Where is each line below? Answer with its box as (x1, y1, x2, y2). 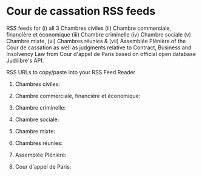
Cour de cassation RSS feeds (6, 4, 156, 18)
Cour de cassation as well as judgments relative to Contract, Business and (6, 44, 192, 51)
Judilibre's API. (6, 57, 44, 64)
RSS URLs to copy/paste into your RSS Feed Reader (6, 68, 136, 76)
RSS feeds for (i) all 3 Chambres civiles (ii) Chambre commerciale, (6, 24, 172, 32)
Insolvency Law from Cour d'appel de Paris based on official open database (6, 50, 196, 57)
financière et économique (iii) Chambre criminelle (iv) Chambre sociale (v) (6, 30, 191, 38)
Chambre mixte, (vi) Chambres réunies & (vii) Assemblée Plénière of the (6, 37, 186, 44)
